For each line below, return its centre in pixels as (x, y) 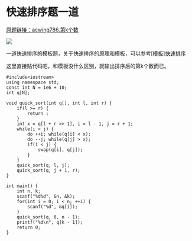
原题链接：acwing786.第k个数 (42, 30)
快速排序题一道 (43, 12)
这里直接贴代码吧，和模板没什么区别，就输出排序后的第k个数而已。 (88, 66)
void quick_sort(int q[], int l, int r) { (59, 103)
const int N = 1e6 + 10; (37, 87)
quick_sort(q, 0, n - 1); (49, 217)
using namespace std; (33, 82)
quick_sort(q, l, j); (43, 165)
